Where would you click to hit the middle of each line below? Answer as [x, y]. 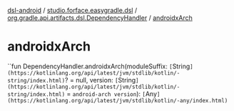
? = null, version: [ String [100, 80]
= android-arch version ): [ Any [112, 94]
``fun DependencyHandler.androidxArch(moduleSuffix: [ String [99, 66]
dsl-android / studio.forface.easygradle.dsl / [72, 10]
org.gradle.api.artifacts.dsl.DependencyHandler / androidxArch [100, 18]
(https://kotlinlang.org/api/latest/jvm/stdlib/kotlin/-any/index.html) [118, 100]
